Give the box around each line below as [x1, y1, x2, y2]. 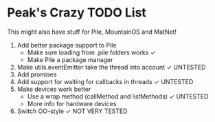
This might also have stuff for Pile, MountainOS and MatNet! [7, 28, 177, 36]
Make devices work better [16, 85, 91, 93]
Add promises [16, 70, 57, 79]
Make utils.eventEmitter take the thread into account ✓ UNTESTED [16, 63, 206, 71]
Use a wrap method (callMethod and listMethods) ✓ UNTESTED [27, 92, 209, 101]
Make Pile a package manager [27, 55, 113, 63]
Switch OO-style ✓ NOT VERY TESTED [16, 107, 128, 115]
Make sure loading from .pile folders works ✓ [27, 48, 156, 57]
